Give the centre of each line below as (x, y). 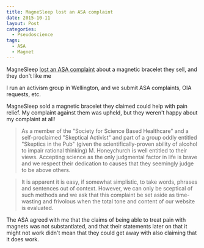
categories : (21, 29)
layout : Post (23, 23)
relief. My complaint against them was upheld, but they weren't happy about (102, 112)
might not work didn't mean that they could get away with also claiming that (102, 233)
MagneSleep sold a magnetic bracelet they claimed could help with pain (97, 106)
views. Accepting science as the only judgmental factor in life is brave (109, 157)
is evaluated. (37, 208)
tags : (13, 40)
